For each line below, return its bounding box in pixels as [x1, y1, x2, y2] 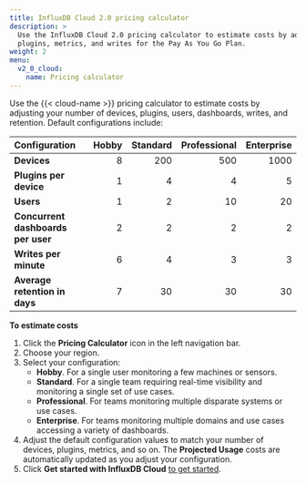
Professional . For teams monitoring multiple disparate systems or [36, 396, 283, 406]
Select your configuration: [22, 356, 121, 367]
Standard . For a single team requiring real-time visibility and [36, 375, 262, 387]
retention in [14, 284, 66, 297]
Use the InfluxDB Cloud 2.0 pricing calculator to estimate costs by [17, 30, 287, 39]
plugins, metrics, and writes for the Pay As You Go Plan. [17, 38, 247, 48]
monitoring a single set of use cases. [36, 385, 175, 396]
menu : [9, 56, 30, 65]
